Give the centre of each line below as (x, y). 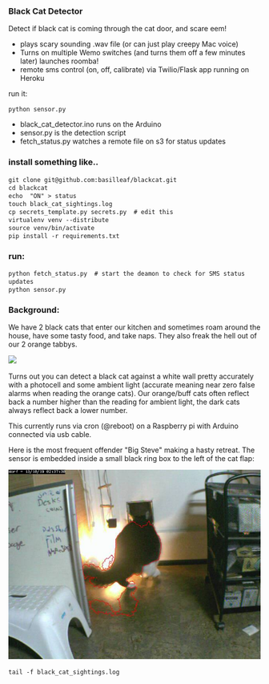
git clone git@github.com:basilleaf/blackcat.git (93, 180)
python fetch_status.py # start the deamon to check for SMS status (127, 273)
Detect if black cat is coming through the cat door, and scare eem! (117, 29)
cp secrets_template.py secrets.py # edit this (91, 212)
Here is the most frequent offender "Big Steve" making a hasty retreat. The (132, 450)
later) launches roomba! (59, 61)
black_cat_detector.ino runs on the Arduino (90, 124)
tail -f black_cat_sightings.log (64, 672)
